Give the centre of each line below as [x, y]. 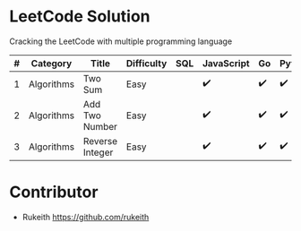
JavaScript [226, 63]
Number [100, 126]
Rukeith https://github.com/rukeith [86, 217]
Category [52, 63]
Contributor [54, 192]
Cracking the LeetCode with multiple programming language [121, 41]
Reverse [100, 141]
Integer [98, 152]
